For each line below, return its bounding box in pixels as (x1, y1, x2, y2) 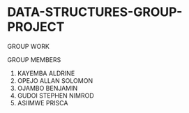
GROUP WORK (7, 42, 50, 50)
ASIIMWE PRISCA (17, 98, 68, 107)
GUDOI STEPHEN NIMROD (17, 91, 94, 100)
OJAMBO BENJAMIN (17, 84, 78, 92)
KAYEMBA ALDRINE (17, 69, 75, 77)
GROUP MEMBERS (7, 55, 61, 63)
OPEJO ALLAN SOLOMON (17, 76, 93, 84)
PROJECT (7, 19, 65, 35)
